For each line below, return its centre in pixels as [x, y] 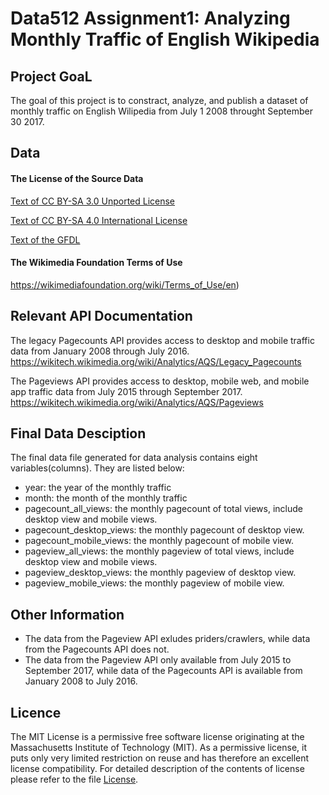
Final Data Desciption [78, 433]
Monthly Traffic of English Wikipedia [165, 39]
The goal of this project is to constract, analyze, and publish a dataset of [159, 100]
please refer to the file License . [74, 779]
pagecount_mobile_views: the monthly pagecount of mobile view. [159, 541]
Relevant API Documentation [101, 316]
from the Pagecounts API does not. [97, 649]
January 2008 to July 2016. [81, 681]
